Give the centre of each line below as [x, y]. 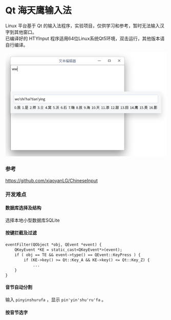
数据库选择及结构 [23, 208]
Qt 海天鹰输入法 [38, 10]
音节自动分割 [19, 287]
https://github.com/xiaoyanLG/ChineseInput [52, 180]
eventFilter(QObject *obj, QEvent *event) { [54, 244]
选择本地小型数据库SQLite [33, 220]
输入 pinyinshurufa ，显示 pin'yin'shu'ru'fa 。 [56, 300]
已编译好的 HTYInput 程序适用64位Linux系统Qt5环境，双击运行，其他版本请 [85, 38]
